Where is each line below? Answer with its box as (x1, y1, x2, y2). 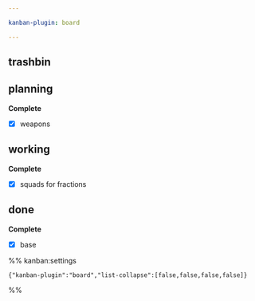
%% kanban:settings (8, 255, 77, 265)
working (8, 143, 50, 156)
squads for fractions (19, 179, 87, 188)
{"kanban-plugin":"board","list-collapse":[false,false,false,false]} (8, 271, 248, 279)
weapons (19, 119, 50, 129)
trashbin (8, 55, 51, 69)
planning (8, 82, 53, 96)
